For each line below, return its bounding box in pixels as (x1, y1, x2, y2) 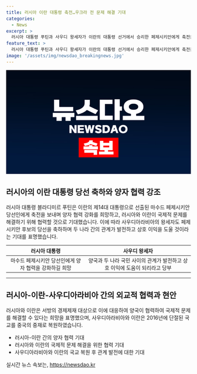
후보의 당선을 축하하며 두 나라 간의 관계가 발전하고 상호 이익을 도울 (21, 226, 174, 233)
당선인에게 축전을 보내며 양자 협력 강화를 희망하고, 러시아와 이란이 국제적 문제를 (6, 211, 188, 218)
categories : (6, 15, 35, 22)
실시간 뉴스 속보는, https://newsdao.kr (6, 361, 96, 368)
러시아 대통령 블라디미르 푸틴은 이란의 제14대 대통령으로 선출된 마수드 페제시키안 (6, 204, 190, 211)
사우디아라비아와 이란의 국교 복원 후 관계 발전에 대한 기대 (14, 349, 145, 356)
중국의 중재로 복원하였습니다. (16, 322, 83, 329)
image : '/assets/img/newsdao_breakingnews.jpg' (6, 53, 125, 59)
